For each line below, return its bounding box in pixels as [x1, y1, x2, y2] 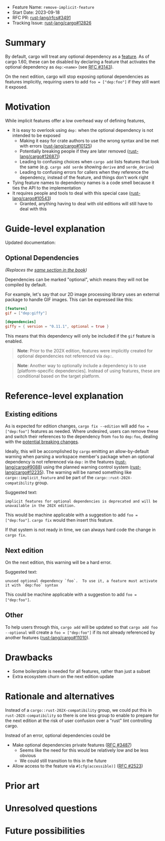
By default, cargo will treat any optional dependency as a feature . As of [5, 53, 150, 59]
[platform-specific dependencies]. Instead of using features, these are [17, 368, 160, 374]
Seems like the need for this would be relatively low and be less [19, 747, 149, 753]
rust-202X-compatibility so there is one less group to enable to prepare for [5, 712, 159, 718]
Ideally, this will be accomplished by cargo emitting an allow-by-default [5, 449, 149, 455]
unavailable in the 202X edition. [5, 503, 76, 508]
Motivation [5, 101, 51, 113]
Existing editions [5, 410, 58, 419]
